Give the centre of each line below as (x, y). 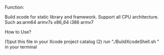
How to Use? (18, 32)
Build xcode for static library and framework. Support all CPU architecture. (82, 17)
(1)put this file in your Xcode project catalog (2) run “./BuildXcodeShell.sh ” (82, 41)
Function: (15, 7)
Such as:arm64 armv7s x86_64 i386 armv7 (49, 22)
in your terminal (21, 47)
